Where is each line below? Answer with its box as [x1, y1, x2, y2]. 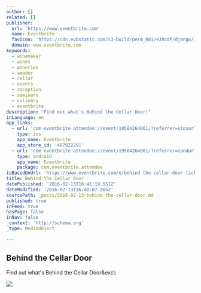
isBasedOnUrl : [6, 170, 42, 176]
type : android [17, 153, 52, 159]
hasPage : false [6, 209, 44, 215]
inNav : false [6, 215, 39, 221]
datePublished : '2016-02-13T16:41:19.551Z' [6, 181, 117, 187]
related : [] [6, 14, 36, 20]
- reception [11, 87, 42, 93]
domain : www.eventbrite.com [11, 42, 82, 48]
